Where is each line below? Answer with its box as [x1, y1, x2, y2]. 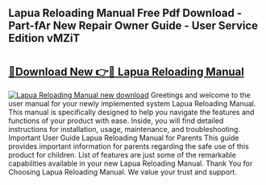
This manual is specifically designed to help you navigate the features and [8, 108, 255, 117]
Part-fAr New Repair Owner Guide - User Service [8, 19, 259, 33]
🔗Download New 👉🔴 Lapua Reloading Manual [8, 64, 244, 79]
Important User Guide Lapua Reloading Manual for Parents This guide [8, 133, 239, 142]
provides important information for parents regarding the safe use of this [8, 142, 250, 151]
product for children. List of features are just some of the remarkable [8, 150, 236, 159]
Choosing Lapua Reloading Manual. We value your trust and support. [8, 167, 238, 176]
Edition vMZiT [8, 31, 81, 45]
